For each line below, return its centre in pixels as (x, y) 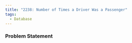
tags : (11, 14)
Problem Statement (29, 36)
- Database (21, 19)
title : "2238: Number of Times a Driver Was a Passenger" (66, 10)
